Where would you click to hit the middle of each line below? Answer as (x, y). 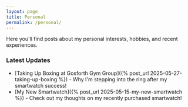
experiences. (22, 45)
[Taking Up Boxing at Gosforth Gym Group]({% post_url (82, 73)
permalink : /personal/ (34, 22)
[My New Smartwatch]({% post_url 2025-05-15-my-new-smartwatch (98, 92)
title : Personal (26, 17)
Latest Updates (28, 60)
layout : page (22, 11)
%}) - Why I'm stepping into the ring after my (113, 79)
